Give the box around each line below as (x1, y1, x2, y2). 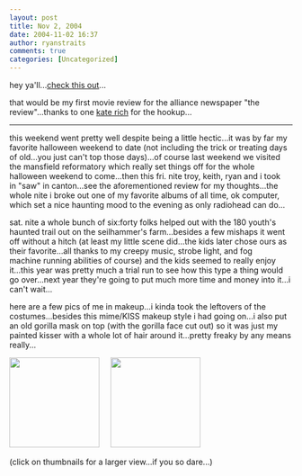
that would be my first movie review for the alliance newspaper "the (9, 97, 261, 108)
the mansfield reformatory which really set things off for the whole (9, 161, 255, 172)
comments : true (9, 47, 67, 56)
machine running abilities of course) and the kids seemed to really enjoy (9, 256, 277, 265)
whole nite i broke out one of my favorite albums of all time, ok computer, (9, 190, 280, 201)
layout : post (9, 13, 58, 22)
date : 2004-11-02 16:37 (9, 30, 99, 39)
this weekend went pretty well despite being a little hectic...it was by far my (9, 132, 288, 143)
